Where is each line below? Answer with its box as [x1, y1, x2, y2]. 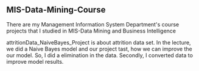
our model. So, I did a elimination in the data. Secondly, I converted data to [6, 51, 194, 59]
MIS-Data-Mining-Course [6, 5, 106, 15]
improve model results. [6, 58, 64, 65]
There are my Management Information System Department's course [6, 20, 180, 28]
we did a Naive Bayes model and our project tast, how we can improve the [6, 45, 193, 52]
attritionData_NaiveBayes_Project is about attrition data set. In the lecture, [6, 39, 191, 46]
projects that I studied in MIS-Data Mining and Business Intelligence [6, 27, 176, 34]
